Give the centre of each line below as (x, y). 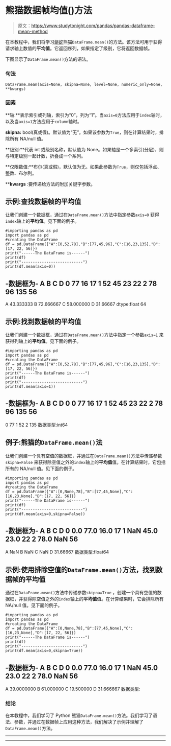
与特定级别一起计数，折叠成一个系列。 (45, 156)
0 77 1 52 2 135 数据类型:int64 (37, 425)
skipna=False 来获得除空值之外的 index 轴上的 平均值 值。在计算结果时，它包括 (85, 462)
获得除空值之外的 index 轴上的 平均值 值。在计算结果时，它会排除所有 (93, 599)
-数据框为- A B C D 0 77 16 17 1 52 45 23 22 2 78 (81, 283)
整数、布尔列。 (21, 173)
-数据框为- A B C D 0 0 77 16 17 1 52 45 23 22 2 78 (84, 403)
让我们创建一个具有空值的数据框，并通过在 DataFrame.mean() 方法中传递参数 (84, 456)
